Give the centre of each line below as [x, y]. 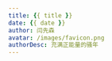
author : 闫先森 [31, 30]
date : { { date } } [37, 23]
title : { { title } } [41, 15]
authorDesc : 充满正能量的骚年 [54, 45]
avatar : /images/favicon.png [56, 38]
